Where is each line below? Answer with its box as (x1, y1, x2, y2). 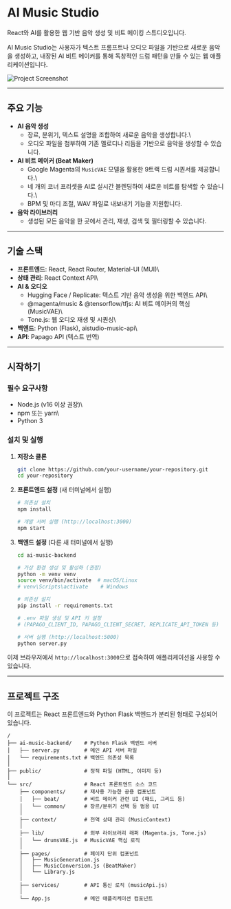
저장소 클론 (16, 452, 47, 460)
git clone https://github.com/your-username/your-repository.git (16, 466, 208, 473)
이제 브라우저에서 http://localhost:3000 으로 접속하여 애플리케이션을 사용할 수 (7, 653, 221, 662)
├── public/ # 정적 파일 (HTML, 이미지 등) (7, 768, 162, 775)
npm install (16, 506, 52, 513)
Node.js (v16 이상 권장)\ (16, 400, 83, 409)
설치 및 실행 (7, 436, 43, 445)
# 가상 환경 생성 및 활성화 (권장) (16, 564, 102, 571)
